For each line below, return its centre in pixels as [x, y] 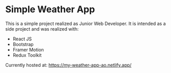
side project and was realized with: [42, 29]
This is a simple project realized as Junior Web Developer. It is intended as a [86, 23]
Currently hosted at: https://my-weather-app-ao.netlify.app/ [68, 65]
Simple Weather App [50, 9]
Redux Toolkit [27, 55]
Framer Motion [28, 50]
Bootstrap [23, 44]
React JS [22, 39]
